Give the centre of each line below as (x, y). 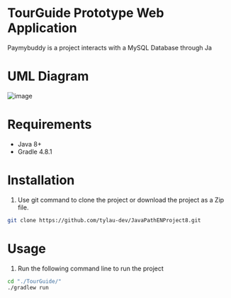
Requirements (50, 125)
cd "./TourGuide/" (34, 281)
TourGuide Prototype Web (86, 13)
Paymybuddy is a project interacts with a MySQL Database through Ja (110, 47)
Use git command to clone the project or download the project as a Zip (121, 200)
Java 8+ (29, 144)
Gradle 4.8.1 (35, 151)
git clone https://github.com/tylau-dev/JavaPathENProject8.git (104, 220)
